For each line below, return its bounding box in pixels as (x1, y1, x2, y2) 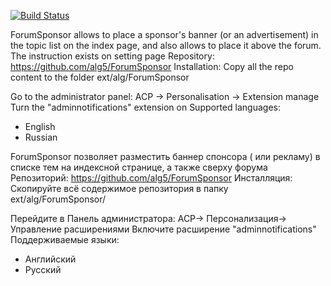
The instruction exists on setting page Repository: (10, 50, 215, 62)
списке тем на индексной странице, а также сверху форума (10, 161, 268, 173)
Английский (24, 253, 77, 265)
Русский (24, 264, 62, 275)
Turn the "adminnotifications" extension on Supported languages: (10, 101, 281, 113)
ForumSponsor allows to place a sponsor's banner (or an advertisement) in (10, 29, 319, 40)
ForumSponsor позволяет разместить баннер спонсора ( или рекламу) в (10, 151, 321, 162)
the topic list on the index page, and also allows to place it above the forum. (10, 40, 322, 51)
